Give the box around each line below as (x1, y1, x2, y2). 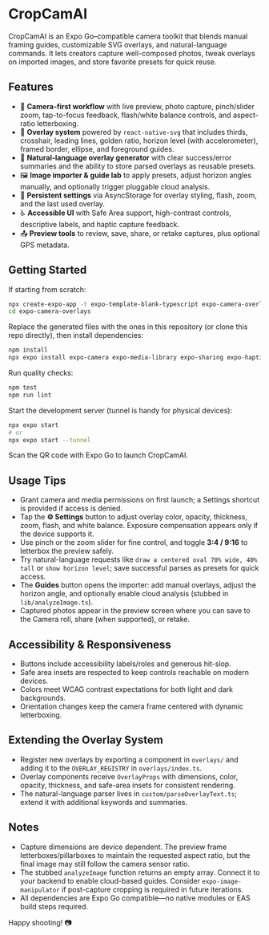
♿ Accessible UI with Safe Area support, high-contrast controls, (19, 208, 232, 217)
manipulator (19, 886, 60, 894)
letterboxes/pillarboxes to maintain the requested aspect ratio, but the (19, 850, 251, 860)
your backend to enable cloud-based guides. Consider (19, 876, 201, 885)
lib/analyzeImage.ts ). (19, 597, 94, 607)
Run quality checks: (8, 368, 74, 378)
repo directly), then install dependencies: (8, 331, 144, 340)
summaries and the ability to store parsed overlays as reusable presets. (19, 161, 256, 171)
